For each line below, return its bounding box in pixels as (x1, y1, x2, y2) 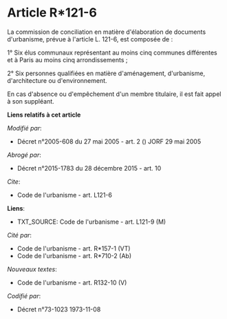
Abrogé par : (7, 151, 41, 159)
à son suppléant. (7, 97, 55, 105)
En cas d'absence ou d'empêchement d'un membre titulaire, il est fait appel (7, 90, 221, 98)
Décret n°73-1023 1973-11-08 (17, 305, 101, 313)
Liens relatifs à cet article (7, 110, 81, 119)
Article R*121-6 (7, 5, 98, 21)
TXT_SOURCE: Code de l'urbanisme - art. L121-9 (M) (17, 217, 166, 226)
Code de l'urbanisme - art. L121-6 (17, 191, 112, 199)
